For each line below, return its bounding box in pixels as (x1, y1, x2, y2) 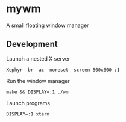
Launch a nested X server (6, 55, 71, 62)
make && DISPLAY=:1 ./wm (6, 89, 69, 95)
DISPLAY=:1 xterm (6, 111, 50, 117)
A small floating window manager (6, 22, 89, 29)
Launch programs (6, 99, 50, 106)
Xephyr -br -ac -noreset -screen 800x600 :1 (6, 67, 120, 73)
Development (6, 39, 58, 49)
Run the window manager (6, 77, 70, 84)
